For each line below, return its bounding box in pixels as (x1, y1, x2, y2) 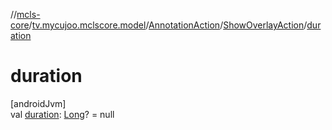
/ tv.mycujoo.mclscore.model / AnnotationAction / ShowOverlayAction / (28, 19, 308, 31)
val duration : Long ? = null (10, 108, 115, 120)
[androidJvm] (10, 97, 67, 109)
